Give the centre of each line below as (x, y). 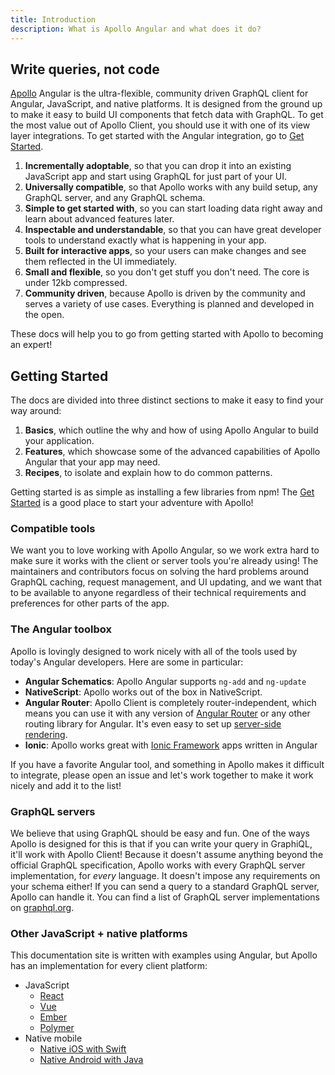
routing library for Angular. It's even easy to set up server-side (153, 723)
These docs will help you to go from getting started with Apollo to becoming (167, 334)
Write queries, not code (85, 69)
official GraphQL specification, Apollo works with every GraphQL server (158, 865)
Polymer (57, 1028)
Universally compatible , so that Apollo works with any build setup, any (171, 187)
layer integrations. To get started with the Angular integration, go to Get (157, 136)
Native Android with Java (91, 1060)
